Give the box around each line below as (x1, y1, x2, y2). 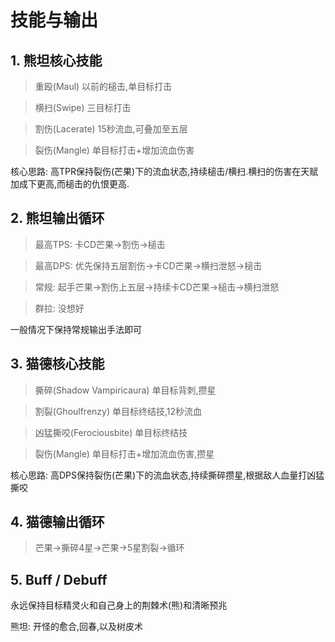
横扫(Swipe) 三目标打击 (34, 102, 132, 113)
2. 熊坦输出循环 (10, 210, 105, 227)
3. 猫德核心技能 (10, 356, 105, 373)
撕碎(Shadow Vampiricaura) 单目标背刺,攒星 (34, 384, 217, 396)
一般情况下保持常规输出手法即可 (10, 323, 142, 335)
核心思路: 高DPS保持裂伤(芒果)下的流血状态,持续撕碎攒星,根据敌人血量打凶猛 (10, 469, 325, 481)
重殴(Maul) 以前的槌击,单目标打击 (34, 81, 173, 92)
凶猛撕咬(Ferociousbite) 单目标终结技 (34, 426, 188, 438)
